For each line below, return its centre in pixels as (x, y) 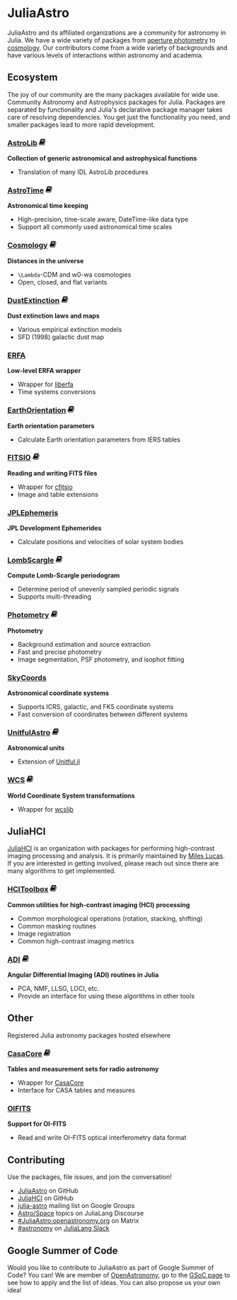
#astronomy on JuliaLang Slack (63, 1229)
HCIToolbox (28, 890)
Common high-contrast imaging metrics (76, 941)
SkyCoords (27, 677)
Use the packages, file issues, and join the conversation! (89, 1177)
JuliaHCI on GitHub (46, 1198)
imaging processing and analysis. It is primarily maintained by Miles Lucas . (116, 856)
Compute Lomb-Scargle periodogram (64, 575)
